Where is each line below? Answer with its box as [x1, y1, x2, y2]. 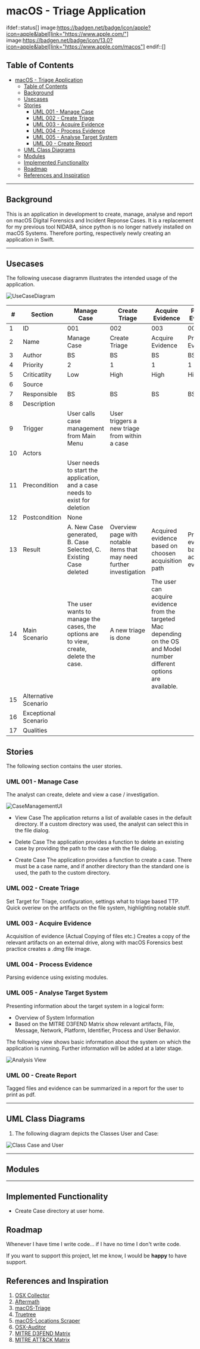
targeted [151, 615, 176, 623]
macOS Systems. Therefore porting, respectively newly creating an [6, 229, 171, 237]
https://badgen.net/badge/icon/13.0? [23, 36, 113, 44]
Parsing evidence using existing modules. [6, 973, 108, 981]
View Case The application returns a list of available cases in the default [14, 814, 192, 822]
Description [23, 399, 55, 408]
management [67, 425, 104, 433]
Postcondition [23, 513, 62, 521]
